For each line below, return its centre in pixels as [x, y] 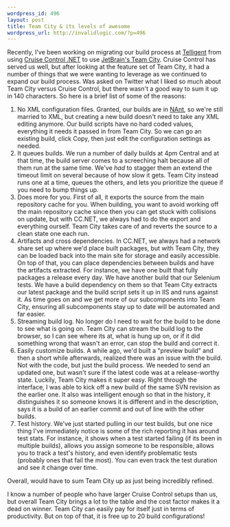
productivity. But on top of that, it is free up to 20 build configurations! [106, 516]
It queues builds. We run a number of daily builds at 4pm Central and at [118, 153]
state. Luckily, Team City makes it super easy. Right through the [107, 380]
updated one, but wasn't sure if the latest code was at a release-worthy [118, 373]
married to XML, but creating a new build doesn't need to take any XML [118, 117]
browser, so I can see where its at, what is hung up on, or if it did [108, 336]
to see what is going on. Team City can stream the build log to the [110, 329]
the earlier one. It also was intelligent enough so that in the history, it [114, 395]
